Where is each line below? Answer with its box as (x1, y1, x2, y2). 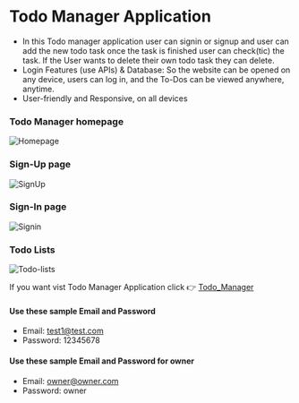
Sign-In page (9, 201, 67, 213)
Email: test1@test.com (21, 325, 105, 337)
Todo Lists (9, 244, 56, 256)
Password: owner (21, 385, 87, 396)
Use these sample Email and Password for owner (9, 356, 195, 366)
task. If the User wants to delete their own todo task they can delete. (21, 55, 275, 65)
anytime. (21, 83, 56, 94)
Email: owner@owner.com (21, 375, 119, 386)
